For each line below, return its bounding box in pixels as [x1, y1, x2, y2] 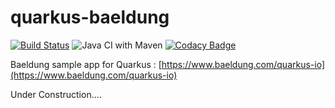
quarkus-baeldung [10, 6, 170, 29]
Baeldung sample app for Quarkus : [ [10, 58, 162, 70]
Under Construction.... [10, 88, 102, 100]
